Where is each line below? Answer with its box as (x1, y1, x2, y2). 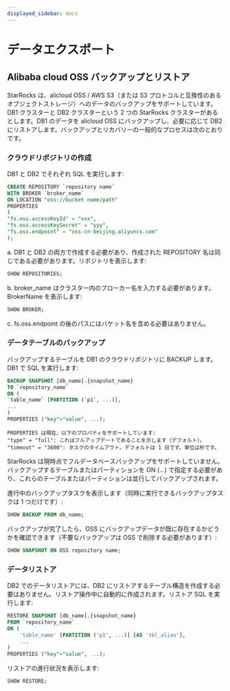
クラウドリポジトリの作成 (7, 153, 92, 162)
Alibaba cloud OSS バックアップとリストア (7, 72, 190, 83)
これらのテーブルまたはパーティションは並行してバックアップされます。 (19, 474, 222, 482)
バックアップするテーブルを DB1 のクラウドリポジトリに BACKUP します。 (7, 355, 217, 363)
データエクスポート (7, 42, 115, 57)
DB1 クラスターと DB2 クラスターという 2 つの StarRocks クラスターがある (7, 108, 218, 116)
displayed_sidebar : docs (7, 10, 78, 17)
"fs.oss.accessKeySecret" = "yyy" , (7, 222, 109, 229)
